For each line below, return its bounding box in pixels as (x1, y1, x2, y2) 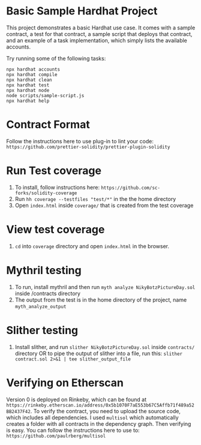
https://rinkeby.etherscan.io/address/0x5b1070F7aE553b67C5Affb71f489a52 (6, 402, 195, 408)
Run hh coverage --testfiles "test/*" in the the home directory (14, 195, 176, 202)
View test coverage (6, 223, 105, 236)
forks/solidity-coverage (14, 190, 77, 196)
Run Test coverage (6, 164, 102, 178)
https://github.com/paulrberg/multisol (6, 433, 106, 439)
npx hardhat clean (6, 77, 52, 83)
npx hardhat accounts (6, 66, 61, 73)
